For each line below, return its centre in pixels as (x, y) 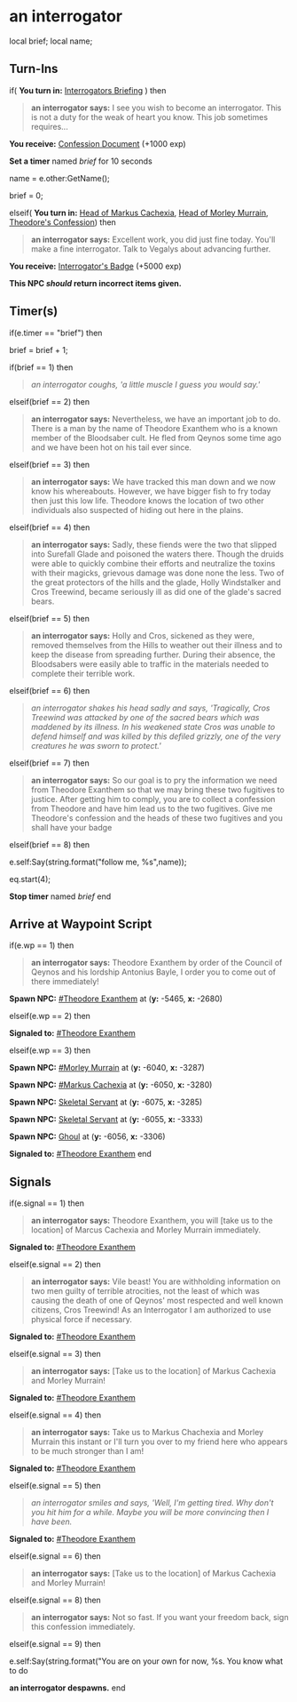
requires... (49, 126)
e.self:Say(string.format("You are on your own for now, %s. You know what (146, 1661)
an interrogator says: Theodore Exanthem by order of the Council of (156, 963)
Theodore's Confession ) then (63, 222)
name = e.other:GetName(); (60, 178)
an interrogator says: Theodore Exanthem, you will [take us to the (152, 1221)
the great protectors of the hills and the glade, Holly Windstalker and (156, 582)
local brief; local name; (51, 41)
